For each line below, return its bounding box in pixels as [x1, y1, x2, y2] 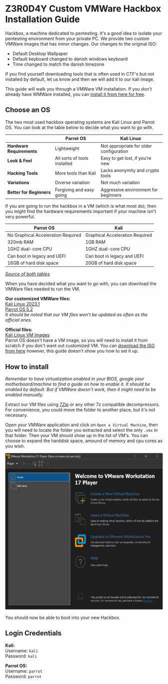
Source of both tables [5, 271, 50, 277]
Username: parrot [5, 668, 42, 674]
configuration [100, 148, 128, 154]
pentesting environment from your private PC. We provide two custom [5, 36, 150, 42]
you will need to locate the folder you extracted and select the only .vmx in [5, 427, 158, 433]
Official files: [5, 326, 32, 333]
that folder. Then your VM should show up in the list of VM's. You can [5, 433, 148, 439]
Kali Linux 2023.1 [5, 301, 40, 307]
